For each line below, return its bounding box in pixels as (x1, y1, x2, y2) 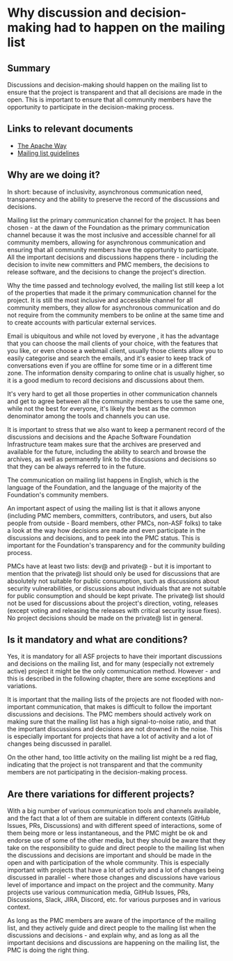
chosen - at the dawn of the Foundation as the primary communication (7, 223, 210, 231)
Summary (7, 62, 51, 74)
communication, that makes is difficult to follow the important (36, 703, 212, 711)
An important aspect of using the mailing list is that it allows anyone (7, 503, 200, 513)
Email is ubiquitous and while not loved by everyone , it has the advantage (7, 331, 219, 340)
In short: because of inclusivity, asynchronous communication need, (7, 187, 203, 196)
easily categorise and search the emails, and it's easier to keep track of (7, 354, 212, 362)
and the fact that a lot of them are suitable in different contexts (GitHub (7, 814, 211, 822)
